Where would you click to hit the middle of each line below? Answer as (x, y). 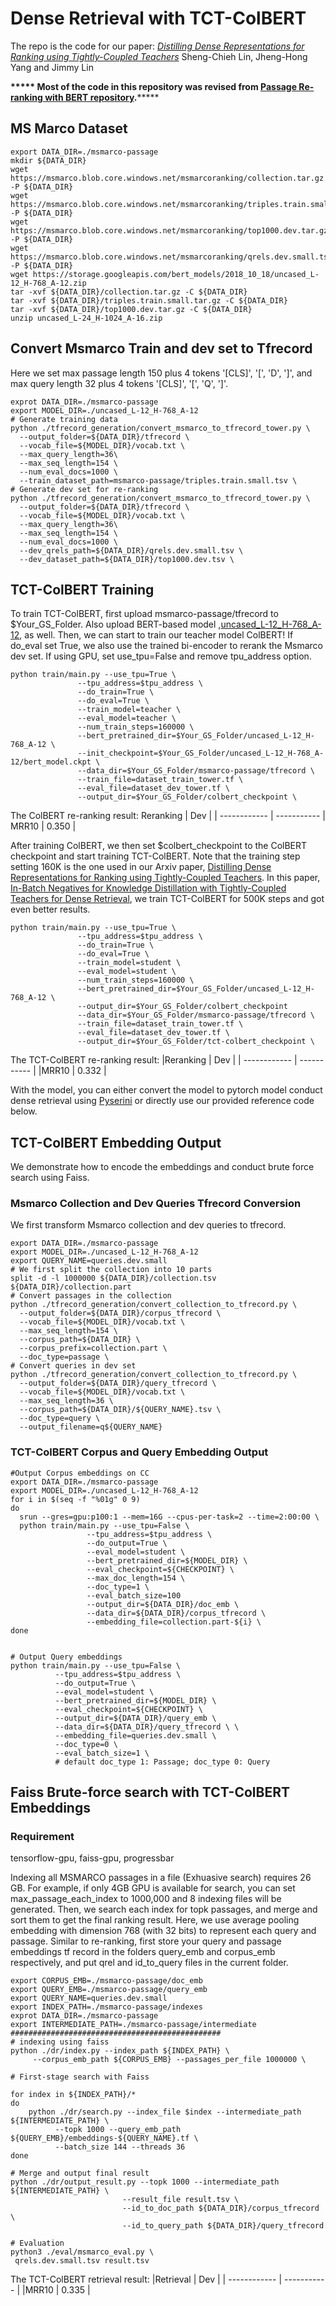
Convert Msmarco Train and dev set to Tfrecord (161, 348)
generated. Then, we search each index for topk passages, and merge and (164, 1909)
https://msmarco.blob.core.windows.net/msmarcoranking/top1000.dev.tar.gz (169, 230)
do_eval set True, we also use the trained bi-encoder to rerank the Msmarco (166, 646)
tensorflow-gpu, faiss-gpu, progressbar (92, 1858)
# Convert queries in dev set (73, 1366)
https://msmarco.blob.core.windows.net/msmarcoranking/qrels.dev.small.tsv (171, 257)
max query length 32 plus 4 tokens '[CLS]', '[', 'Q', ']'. (119, 383)
